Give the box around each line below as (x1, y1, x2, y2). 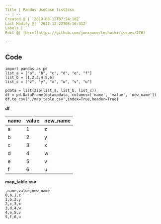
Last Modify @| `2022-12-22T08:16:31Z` (5, 21, 88, 26)
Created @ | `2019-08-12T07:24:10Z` (5, 16, 81, 21)
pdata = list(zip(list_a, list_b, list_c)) (5, 88, 97, 93)
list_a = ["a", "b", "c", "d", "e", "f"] (5, 71, 92, 75)
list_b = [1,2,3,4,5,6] (5, 75, 55, 80)
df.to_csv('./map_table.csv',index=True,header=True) (5, 96, 119, 102)
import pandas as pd (5, 66, 48, 71)
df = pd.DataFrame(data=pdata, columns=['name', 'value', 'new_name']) (5, 92, 157, 97)
